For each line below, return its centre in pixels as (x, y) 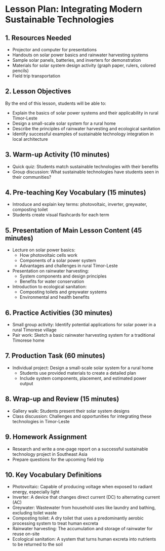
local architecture (30, 139)
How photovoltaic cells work (48, 255)
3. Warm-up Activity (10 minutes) (57, 155)
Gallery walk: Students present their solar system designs (71, 411)
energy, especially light (36, 492)
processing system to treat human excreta (55, 523)
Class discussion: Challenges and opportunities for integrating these (82, 416)
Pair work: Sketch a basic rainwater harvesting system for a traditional (83, 335)
